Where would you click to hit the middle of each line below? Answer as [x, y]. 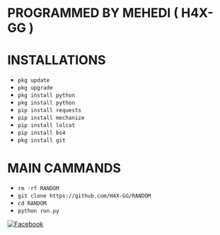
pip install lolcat [46, 126]
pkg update [34, 80]
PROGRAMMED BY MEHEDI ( [93, 13]
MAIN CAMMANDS [64, 168]
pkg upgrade [35, 88]
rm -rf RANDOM [38, 188]
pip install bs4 [41, 133]
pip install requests [49, 111]
